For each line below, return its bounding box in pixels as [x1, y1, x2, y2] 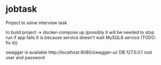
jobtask [5, 3, 37, 15]
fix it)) [5, 39, 18, 45]
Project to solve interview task [5, 20, 67, 26]
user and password [5, 54, 45, 60]
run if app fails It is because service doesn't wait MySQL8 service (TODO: [5, 34, 157, 40]
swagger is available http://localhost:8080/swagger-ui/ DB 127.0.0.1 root [5, 49, 153, 55]
